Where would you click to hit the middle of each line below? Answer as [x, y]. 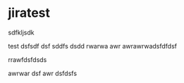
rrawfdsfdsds [27, 59]
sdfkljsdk [21, 32]
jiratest [29, 13]
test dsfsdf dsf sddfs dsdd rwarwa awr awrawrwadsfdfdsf [92, 46]
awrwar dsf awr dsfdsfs [42, 73]
